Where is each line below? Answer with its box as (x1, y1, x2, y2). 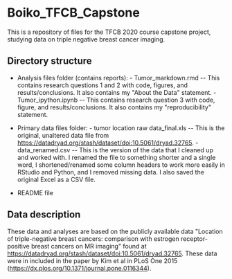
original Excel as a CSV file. (17, 175, 96, 183)
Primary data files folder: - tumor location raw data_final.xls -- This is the (17, 123, 225, 132)
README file (17, 188, 54, 197)
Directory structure (7, 55, 92, 67)
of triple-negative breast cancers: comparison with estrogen (7, 234, 179, 243)
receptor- (180, 234, 208, 243)
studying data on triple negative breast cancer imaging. (7, 35, 166, 43)
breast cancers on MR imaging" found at (30, 242, 147, 250)
